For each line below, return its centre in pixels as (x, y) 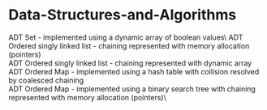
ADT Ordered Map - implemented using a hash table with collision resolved (134, 71)
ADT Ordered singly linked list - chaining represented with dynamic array (130, 63)
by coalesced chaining (46, 80)
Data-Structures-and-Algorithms (123, 15)
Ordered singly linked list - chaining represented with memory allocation (129, 45)
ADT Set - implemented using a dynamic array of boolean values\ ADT (126, 37)
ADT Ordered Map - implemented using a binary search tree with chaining (132, 89)
